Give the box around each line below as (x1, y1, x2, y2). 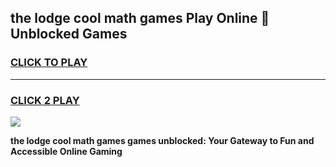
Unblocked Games (10, 26, 128, 43)
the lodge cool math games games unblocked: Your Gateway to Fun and (10, 134, 315, 146)
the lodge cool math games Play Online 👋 (10, 10, 270, 27)
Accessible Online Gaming (10, 145, 123, 157)
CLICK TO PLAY (10, 56, 88, 70)
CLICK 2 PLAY (10, 93, 80, 107)
